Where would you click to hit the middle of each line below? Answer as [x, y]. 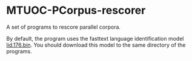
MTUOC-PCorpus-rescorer [76, 10]
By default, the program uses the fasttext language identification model [95, 38]
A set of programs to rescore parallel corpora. [64, 27]
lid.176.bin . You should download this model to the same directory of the [96, 45]
